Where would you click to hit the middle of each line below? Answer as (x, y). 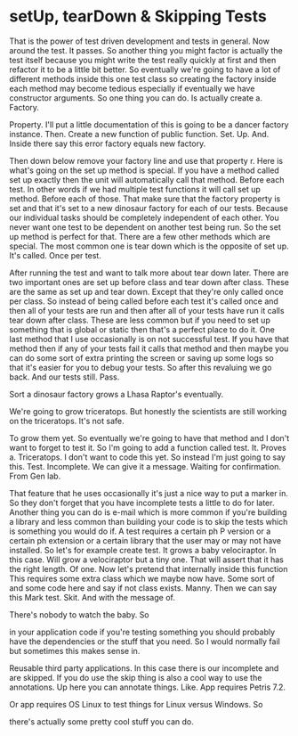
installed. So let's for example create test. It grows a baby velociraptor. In (143, 550)
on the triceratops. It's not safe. (67, 421)
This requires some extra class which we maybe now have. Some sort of (142, 578)
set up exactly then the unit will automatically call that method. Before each (147, 179)
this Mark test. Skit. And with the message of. (92, 597)
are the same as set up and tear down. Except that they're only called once (146, 291)
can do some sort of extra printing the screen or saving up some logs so (141, 357)
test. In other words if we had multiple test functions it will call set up (135, 189)
